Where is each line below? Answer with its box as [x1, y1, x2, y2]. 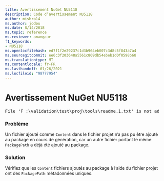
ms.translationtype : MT [5, 57, 54, 62]
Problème [5, 120, 29, 127]
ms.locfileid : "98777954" [5, 71, 58, 76]
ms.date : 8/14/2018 [5, 26, 45, 30]
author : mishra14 [5, 16, 41, 21]
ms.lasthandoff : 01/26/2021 [5, 67, 62, 72]
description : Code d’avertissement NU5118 [5, 12, 93, 17]
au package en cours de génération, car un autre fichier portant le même [5, 137, 152, 143]
